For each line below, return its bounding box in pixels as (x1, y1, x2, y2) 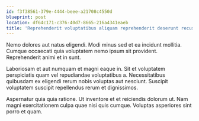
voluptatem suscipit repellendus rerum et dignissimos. (6, 84, 138, 91)
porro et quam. (6, 108, 43, 115)
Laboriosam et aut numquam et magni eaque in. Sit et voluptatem (6, 66, 166, 73)
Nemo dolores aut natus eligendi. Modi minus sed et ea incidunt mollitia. (6, 41, 182, 48)
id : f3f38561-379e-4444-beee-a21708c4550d (6, 8, 113, 15)
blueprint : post (6, 14, 46, 20)
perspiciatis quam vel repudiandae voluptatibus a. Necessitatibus (6, 71, 166, 79)
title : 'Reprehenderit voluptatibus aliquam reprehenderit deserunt (6, 25, 179, 31)
